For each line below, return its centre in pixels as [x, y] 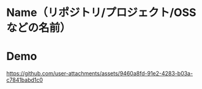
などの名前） [39, 28]
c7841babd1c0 [25, 80]
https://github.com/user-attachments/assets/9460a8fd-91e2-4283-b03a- [100, 74]
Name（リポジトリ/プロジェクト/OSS [101, 13]
